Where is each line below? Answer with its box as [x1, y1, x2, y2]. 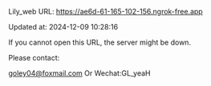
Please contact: [8, 53, 60, 62]
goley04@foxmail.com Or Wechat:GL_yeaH [8, 68, 151, 78]
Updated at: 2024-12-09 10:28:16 [8, 22, 119, 31]
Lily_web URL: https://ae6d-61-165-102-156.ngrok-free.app [8, 7, 203, 16]
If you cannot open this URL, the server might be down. [8, 37, 191, 47]
